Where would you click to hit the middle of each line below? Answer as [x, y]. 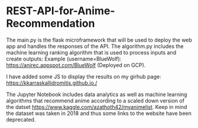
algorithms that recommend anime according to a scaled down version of [95, 100]
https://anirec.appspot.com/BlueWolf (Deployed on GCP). [76, 65]
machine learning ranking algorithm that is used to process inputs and [91, 52]
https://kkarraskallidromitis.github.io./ [52, 83]
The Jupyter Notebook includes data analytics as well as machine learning [97, 94]
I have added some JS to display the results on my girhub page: [84, 76]
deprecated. [21, 119]
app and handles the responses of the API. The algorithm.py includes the [95, 46]
